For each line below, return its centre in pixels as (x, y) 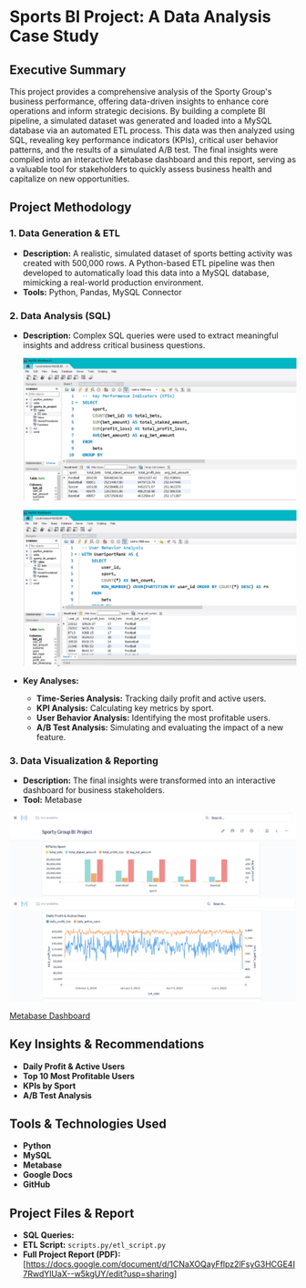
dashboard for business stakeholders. (94, 790)
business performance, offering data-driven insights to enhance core (139, 101)
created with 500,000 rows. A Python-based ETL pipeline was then (148, 263)
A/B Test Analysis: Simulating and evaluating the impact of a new (160, 727)
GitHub (36, 1185)
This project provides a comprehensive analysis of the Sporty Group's (141, 92)
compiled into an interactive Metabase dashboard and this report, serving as (153, 160)
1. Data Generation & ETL (65, 233)
